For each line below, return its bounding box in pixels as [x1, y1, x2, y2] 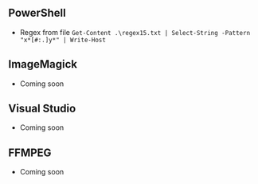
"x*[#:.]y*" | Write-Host [19, 36, 106, 44]
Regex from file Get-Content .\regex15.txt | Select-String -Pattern [19, 27, 251, 37]
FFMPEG [8, 146, 52, 159]
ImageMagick [8, 57, 78, 71]
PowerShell [8, 6, 66, 20]
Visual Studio [8, 102, 76, 115]
